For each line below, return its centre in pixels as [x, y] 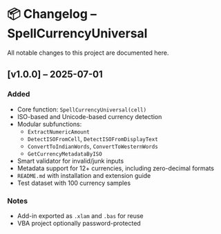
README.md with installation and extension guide [84, 175]
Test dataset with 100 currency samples [74, 183]
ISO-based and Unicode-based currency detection [89, 116]
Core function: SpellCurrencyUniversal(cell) [82, 109]
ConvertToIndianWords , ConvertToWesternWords [93, 146]
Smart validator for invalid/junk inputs [70, 161]
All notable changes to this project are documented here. [88, 53]
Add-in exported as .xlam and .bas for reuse [80, 215]
